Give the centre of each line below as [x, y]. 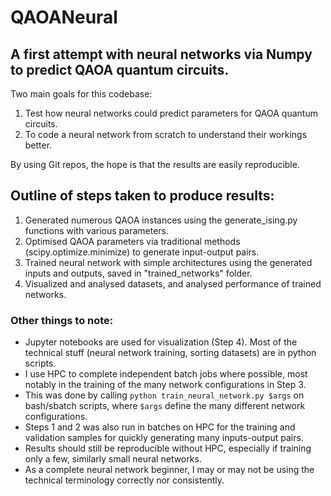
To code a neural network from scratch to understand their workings [166, 134]
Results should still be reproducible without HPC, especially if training [168, 448]
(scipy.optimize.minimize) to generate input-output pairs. [142, 252]
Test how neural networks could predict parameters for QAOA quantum [171, 113]
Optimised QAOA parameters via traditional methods [132, 241]
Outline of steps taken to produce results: [142, 196]
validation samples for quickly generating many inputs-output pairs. [164, 438]
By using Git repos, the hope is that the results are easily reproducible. [155, 164]
